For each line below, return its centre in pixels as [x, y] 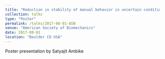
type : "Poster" [21, 19]
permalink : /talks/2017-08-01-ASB [41, 23]
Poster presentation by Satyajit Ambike [44, 51]
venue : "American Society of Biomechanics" [50, 28]
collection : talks [24, 14]
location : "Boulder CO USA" [34, 37]
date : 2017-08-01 [23, 32]
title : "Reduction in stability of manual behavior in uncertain [73, 10]
